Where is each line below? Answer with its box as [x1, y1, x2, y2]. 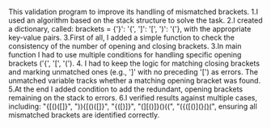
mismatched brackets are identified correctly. [8, 110, 160, 120]
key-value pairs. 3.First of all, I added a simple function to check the [8, 32, 235, 42]
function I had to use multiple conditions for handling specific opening [8, 50, 242, 59]
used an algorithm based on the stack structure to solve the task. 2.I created [8, 15, 263, 25]
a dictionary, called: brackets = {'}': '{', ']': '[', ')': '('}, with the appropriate [8, 24, 252, 33]
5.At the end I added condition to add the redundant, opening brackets [8, 84, 243, 94]
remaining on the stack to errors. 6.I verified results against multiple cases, [8, 93, 257, 102]
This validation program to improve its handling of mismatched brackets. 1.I [8, 7, 259, 16]
